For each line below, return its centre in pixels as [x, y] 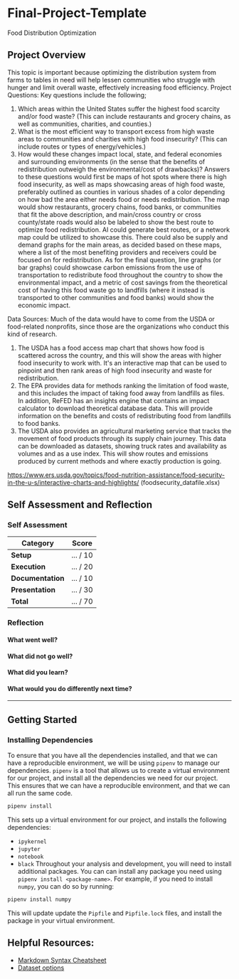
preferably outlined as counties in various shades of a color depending [121, 192]
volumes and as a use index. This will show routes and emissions [113, 454]
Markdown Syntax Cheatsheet [62, 960]
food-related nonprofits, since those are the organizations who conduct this [118, 326]
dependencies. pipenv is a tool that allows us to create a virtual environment [118, 771]
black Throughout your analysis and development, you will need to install [124, 863]
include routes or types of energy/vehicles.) [82, 146]
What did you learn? [38, 673]
